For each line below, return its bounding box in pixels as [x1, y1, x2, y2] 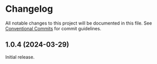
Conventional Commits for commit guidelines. [5, 25, 101, 31]
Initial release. [5, 54, 35, 60]
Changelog [5, 3, 53, 15]
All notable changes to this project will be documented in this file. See [5, 20, 152, 26]
